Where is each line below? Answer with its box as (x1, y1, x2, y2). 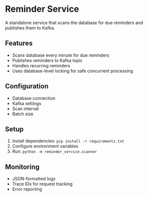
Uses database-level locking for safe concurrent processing (12, 68, 133, 74)
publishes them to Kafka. (5, 25, 55, 30)
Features (5, 39, 33, 48)
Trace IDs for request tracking (12, 181, 73, 187)
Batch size (12, 111, 33, 116)
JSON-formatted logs (12, 176, 56, 182)
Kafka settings (12, 100, 42, 106)
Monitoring (5, 163, 40, 171)
